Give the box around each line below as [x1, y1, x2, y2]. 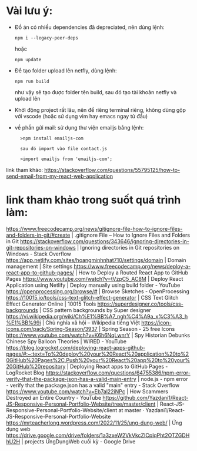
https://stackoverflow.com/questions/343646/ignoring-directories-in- [19, 237, 189, 245]
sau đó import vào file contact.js [20, 145, 108, 151]
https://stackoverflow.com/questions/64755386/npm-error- [45, 369, 191, 376]
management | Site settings [6, 263, 73, 270]
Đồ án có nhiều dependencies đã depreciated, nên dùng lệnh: [14, 24, 165, 31]
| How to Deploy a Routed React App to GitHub [75, 269, 189, 276]
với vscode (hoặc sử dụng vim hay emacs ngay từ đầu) [14, 112, 148, 120]
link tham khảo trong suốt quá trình [6, 193, 181, 207]
